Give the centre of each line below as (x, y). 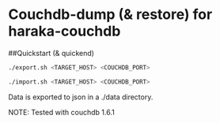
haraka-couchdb (64, 31)
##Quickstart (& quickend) (51, 53)
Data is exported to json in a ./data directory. (81, 97)
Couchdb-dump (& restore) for (110, 15)
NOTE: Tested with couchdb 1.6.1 (61, 112)
